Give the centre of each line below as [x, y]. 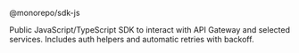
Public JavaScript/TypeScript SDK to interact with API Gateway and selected [149, 30]
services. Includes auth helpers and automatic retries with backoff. [132, 39]
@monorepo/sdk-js [45, 13]
